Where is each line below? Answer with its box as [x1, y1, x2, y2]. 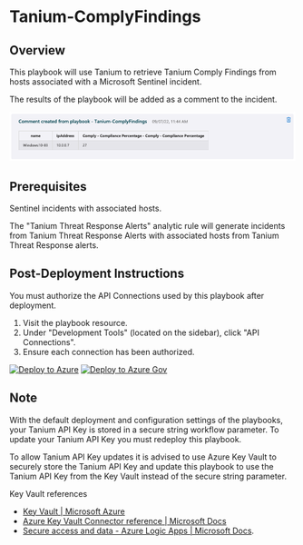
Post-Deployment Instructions [9, 266, 184, 282]
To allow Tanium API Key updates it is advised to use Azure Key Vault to [9, 451, 277, 462]
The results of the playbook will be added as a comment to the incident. [9, 94, 278, 104]
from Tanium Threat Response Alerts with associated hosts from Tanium [9, 230, 279, 241]
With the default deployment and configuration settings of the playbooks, [9, 414, 284, 425]
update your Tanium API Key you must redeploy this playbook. [9, 433, 242, 444]
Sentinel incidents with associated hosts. [9, 203, 161, 213]
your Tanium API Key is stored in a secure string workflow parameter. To [9, 424, 279, 435]
